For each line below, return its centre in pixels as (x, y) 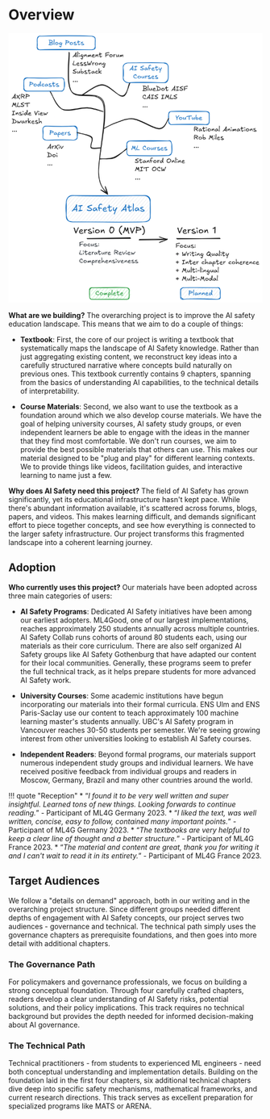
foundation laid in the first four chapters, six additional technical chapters (130, 1080)
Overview (42, 15)
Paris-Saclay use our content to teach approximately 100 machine (129, 713)
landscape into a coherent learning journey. (81, 542)
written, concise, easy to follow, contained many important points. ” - (123, 821)
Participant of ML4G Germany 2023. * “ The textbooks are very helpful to (129, 830)
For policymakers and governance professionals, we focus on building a (128, 982)
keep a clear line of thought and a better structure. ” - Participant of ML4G (131, 838)
